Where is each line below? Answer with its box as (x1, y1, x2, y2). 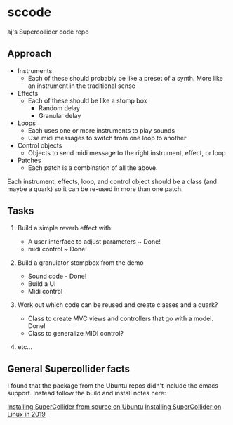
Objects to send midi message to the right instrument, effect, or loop (27, 148, 226, 157)
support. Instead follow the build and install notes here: (7, 389, 166, 398)
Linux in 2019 (7, 410, 46, 419)
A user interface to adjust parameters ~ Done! (27, 237, 161, 246)
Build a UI (27, 279, 56, 288)
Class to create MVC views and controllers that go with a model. (27, 314, 214, 322)
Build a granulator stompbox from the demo (17, 258, 144, 267)
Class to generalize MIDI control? (27, 329, 124, 337)
